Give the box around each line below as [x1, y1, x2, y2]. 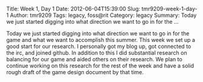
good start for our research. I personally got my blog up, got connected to [6, 43, 191, 50]
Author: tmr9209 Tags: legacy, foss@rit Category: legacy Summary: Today [10, 12, 197, 19]
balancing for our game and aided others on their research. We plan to [6, 56, 182, 63]
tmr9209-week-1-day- [142, 5, 198, 12]
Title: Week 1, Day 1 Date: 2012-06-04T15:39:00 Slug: [6, 5, 141, 12]
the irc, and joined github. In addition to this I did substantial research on [6, 49, 187, 56]
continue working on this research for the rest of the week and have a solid [6, 62, 194, 69]
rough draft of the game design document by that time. [6, 69, 144, 75]
